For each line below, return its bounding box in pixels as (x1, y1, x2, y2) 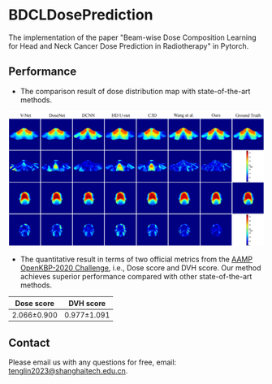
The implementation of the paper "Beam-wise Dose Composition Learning (8, 32, 257, 42)
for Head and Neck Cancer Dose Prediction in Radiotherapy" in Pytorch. (8, 41, 249, 50)
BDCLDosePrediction (8, 6, 153, 24)
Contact (8, 335, 50, 350)
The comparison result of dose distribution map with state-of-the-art (19, 86, 251, 96)
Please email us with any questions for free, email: (8, 357, 177, 367)
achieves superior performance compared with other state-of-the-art (19, 272, 253, 282)
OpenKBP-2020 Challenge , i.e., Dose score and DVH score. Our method (19, 263, 261, 273)
